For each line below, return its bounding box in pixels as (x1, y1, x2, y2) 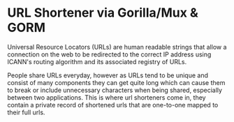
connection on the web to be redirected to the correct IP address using (7, 50, 212, 59)
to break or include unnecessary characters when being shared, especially (7, 86, 222, 94)
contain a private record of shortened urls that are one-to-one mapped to (7, 100, 219, 109)
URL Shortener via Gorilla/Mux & (7, 5, 199, 21)
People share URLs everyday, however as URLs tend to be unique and (7, 71, 208, 79)
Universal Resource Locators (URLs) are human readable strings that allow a (7, 43, 227, 51)
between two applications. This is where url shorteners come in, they (7, 93, 206, 102)
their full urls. (7, 108, 45, 116)
